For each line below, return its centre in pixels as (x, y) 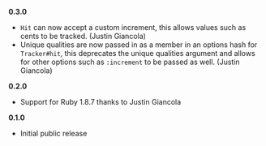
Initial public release (54, 133)
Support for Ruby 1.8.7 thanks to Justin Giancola (101, 102)
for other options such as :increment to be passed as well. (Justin (130, 62)
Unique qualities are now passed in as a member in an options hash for (139, 45)
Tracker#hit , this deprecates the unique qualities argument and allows (137, 53)
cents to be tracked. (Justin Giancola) (83, 36)
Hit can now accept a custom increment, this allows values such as (133, 27)
